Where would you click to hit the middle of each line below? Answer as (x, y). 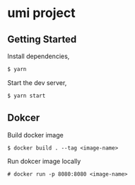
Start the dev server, (37, 82)
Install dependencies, (39, 56)
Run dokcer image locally (44, 161)
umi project (41, 13)
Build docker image (35, 135)
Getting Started (42, 39)
